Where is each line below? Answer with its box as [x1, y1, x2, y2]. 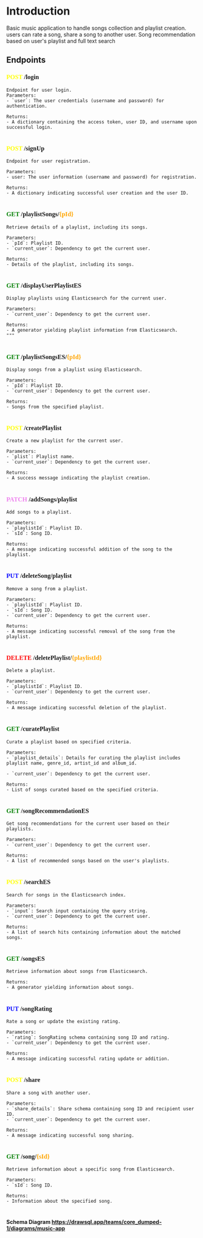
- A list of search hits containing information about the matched [6, 929, 181, 935]
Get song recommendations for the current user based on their [6, 820, 170, 827]
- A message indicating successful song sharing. [6, 1132, 135, 1138]
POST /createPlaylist [6, 424, 62, 432]
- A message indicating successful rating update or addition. [6, 1056, 170, 1062]
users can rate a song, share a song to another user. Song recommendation [6, 30, 196, 38]
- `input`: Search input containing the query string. [6, 907, 148, 914]
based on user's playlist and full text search [6, 37, 115, 44]
